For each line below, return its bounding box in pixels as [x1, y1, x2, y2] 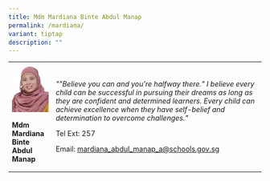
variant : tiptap [8, 30, 63, 38]
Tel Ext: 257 [55, 129, 96, 139]
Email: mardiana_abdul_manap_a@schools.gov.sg [55, 144, 219, 154]
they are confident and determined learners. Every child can [55, 96, 256, 106]
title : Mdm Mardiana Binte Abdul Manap [8, 13, 142, 21]
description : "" [8, 38, 63, 46]
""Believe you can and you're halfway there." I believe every [55, 79, 255, 89]
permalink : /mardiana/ [8, 21, 84, 30]
